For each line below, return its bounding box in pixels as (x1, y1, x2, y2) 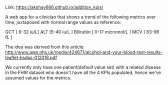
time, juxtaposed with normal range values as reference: (5, 19, 121, 25)
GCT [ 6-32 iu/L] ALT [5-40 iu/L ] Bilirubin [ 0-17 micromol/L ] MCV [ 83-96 (5, 29, 159, 34)
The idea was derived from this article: (5, 44, 85, 49)
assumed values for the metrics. (5, 75, 71, 80)
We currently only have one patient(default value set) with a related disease (5, 64, 161, 70)
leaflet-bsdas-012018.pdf (5, 54, 57, 60)
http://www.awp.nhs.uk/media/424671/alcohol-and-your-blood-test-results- (5, 49, 163, 55)
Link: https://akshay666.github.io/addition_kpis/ (5, 4, 103, 10)
